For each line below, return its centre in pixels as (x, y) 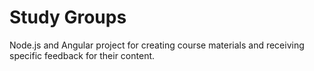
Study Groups (68, 17)
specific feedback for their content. (82, 55)
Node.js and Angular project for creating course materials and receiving (157, 45)
